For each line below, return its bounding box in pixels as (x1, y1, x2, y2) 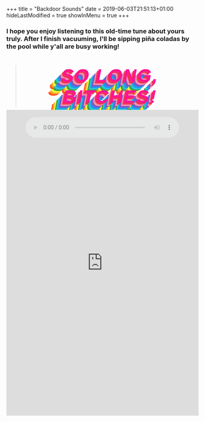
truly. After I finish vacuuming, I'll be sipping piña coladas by (6, 34, 190, 43)
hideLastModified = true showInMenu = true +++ (6, 12, 129, 19)
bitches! (63, 86, 157, 108)
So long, (61, 65, 159, 86)
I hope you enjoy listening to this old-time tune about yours (6, 27, 185, 35)
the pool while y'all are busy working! (6, 42, 120, 51)
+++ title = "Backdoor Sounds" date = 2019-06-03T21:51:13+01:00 (6, 6, 174, 12)
